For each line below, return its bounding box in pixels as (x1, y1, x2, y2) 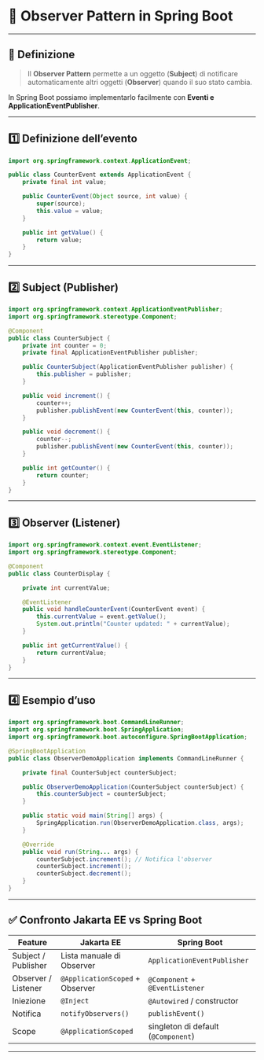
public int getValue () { (22, 228, 104, 237)
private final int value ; (22, 179, 108, 186)
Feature (17, 937, 48, 948)
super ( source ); (36, 200, 86, 208)
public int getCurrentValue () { (22, 641, 128, 650)
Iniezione (12, 995, 46, 1006)
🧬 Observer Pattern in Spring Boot (8, 7, 233, 25)
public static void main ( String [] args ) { (22, 812, 163, 820)
